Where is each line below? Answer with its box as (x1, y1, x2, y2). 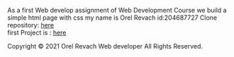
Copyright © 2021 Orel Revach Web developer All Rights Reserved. (7, 42, 204, 50)
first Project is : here (7, 28, 67, 37)
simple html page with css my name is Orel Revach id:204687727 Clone (7, 13, 218, 22)
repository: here (7, 21, 55, 29)
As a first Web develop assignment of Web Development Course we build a (7, 6, 227, 14)
